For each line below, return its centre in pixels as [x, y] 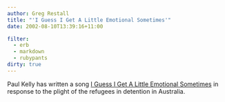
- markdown [29, 52]
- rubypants [31, 58]
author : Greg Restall [38, 13]
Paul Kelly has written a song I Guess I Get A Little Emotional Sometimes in [113, 84]
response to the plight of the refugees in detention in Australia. [96, 91]
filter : [18, 39]
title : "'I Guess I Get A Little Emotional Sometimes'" [89, 20]
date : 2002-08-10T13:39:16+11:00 [55, 26]
